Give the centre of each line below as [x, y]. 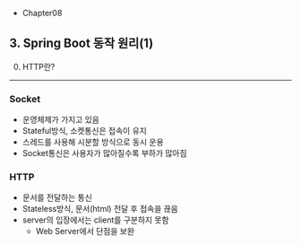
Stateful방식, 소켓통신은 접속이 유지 [85, 131]
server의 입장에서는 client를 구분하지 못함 [95, 220]
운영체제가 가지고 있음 [61, 119]
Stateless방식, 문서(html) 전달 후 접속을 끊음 [100, 209]
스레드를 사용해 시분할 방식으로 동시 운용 [93, 142]
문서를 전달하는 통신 [57, 197]
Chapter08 [42, 13]
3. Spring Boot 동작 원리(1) [82, 44]
